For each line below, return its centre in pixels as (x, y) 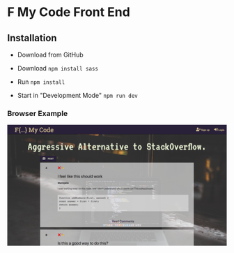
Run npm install (41, 82)
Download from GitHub (50, 55)
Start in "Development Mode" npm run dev (77, 95)
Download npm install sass (58, 68)
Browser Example (38, 113)
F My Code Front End (69, 12)
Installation (32, 38)
